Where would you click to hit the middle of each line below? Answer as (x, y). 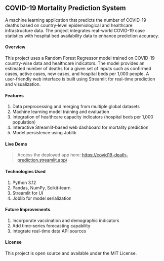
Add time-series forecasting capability (51, 225)
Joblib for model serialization (42, 198)
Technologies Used (25, 172)
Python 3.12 (24, 183)
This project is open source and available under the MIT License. (71, 253)
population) (24, 122)
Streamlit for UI (28, 193)
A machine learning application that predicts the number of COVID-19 (76, 20)
